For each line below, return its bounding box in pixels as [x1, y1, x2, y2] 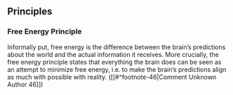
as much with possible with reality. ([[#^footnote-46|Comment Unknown [7, 72, 217, 81]
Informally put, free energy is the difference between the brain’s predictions [7, 42, 226, 51]
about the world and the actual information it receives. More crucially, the [7, 50, 219, 58]
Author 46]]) [7, 80, 44, 89]
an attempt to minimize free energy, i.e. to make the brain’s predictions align [7, 65, 227, 73]
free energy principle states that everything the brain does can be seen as [7, 58, 222, 66]
